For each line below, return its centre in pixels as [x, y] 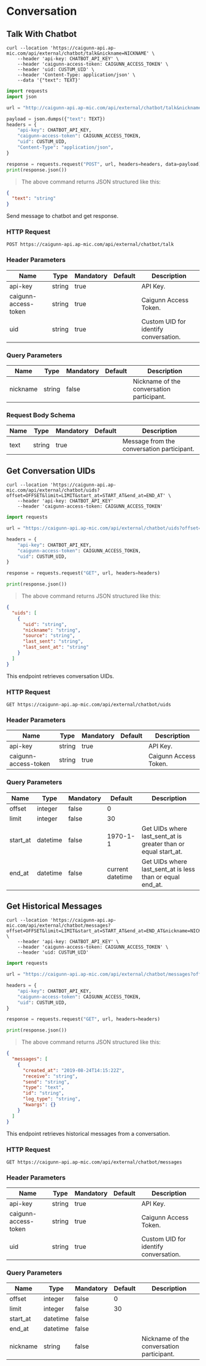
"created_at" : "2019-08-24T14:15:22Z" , [73, 1070]
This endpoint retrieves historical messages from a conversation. [88, 1133]
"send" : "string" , [46, 1082]
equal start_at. [162, 851]
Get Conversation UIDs [51, 471]
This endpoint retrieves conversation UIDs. [60, 676]
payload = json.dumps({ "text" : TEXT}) [56, 119]
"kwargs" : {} [39, 1105]
